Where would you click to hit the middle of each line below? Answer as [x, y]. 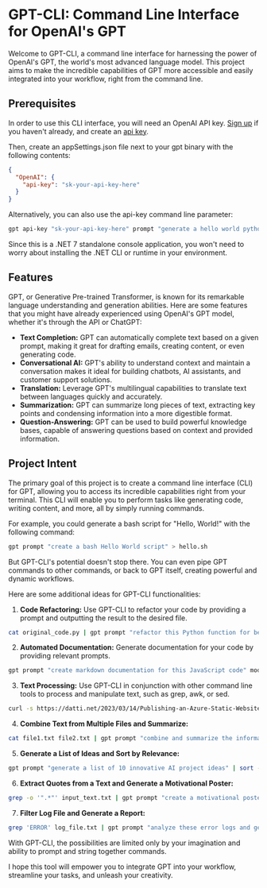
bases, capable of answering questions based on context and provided [136, 430]
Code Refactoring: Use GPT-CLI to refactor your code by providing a [133, 609]
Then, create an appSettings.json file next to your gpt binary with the [121, 147]
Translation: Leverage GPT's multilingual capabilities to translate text [133, 388]
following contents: [40, 155]
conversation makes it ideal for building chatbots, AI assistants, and [130, 371]
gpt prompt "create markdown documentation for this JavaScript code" [128, 670]
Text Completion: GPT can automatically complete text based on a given [139, 337]
